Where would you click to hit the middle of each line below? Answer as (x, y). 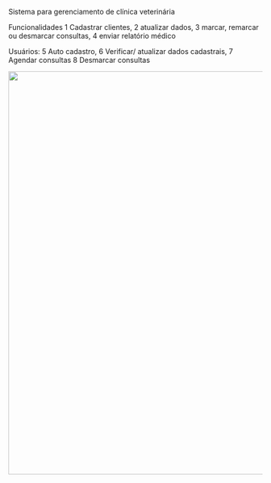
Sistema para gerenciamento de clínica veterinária (92, 12)
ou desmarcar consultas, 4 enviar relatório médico (92, 36)
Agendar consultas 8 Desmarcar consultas (79, 60)
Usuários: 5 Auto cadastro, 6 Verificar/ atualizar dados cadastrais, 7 (121, 51)
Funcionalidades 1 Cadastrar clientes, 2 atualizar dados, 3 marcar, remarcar (134, 27)
